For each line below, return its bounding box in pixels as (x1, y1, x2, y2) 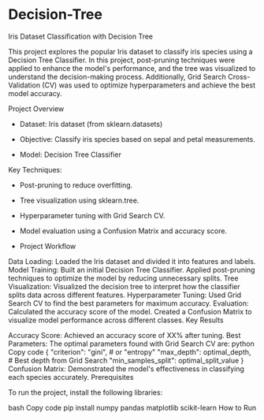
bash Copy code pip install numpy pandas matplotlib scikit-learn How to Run (8, 403, 257, 412)
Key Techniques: (8, 165, 63, 174)
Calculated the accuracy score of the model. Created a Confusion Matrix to (8, 307, 252, 316)
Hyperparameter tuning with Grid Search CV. (19, 210, 165, 220)
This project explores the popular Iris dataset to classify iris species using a (8, 46, 254, 56)
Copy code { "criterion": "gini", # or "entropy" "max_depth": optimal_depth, (8, 347, 251, 356)
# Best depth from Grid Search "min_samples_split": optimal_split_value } (8, 355, 244, 365)
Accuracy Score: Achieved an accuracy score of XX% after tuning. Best (8, 330, 241, 340)
